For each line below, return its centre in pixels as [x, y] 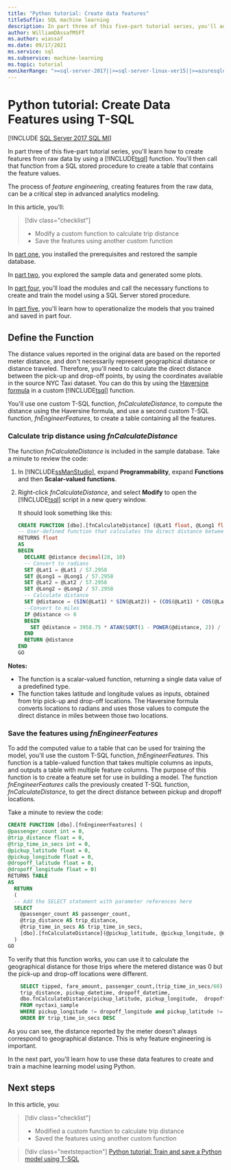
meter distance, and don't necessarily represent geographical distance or [112, 361]
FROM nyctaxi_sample [49, 1006]
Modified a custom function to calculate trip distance [109, 1131]
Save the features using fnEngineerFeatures [83, 733]
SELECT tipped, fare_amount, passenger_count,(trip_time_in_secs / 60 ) [122, 986]
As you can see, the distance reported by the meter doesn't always [102, 1031]
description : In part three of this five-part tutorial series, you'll [112, 26]
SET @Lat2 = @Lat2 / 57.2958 [66, 583]
